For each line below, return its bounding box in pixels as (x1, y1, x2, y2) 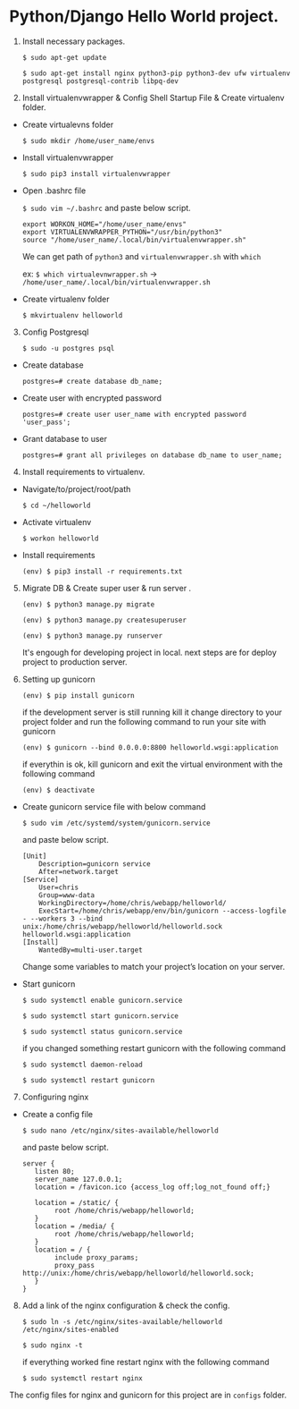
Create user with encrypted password (21, 392, 162, 403)
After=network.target (38, 867, 119, 876)
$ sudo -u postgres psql (21, 344, 115, 352)
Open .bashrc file (21, 185, 87, 196)
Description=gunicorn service (38, 859, 151, 869)
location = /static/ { (34, 1198, 119, 1207)
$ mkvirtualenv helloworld (21, 310, 123, 319)
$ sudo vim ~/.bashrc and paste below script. (21, 202, 192, 213)
